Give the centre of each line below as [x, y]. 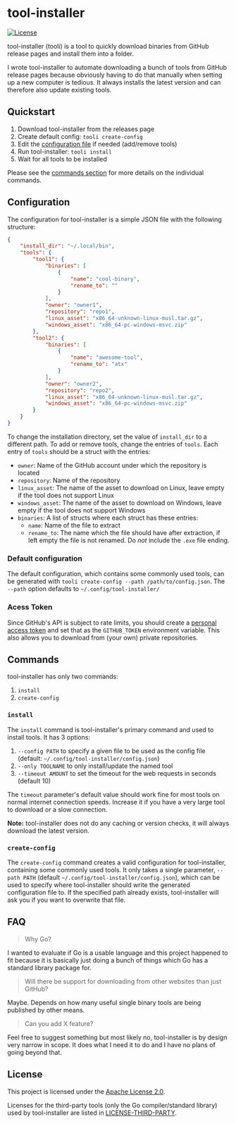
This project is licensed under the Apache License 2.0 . [86, 1092]
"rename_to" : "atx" [99, 365]
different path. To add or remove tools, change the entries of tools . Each [113, 444]
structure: [21, 226]
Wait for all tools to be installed [62, 159]
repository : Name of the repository [69, 480]
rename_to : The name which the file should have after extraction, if [124, 532]
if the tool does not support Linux [66, 495]
